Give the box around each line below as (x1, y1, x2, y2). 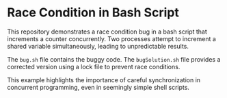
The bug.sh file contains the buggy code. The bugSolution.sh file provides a (7, 55, 221, 63)
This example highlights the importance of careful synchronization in (7, 75, 200, 84)
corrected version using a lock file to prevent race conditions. (7, 62, 181, 71)
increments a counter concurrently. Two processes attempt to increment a (7, 34, 217, 42)
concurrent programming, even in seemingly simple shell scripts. (7, 83, 190, 91)
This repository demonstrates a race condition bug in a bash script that (7, 27, 207, 36)
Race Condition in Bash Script (7, 5, 179, 21)
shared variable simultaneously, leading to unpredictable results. (7, 42, 189, 50)
